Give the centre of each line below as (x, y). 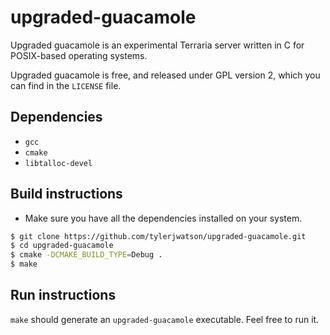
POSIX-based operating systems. (79, 55)
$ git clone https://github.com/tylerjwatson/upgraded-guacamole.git (158, 236)
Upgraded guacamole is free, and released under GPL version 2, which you (165, 75)
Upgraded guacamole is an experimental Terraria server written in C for (157, 45)
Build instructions (66, 194)
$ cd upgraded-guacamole (62, 246)
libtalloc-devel (58, 163)
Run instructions (63, 295)
